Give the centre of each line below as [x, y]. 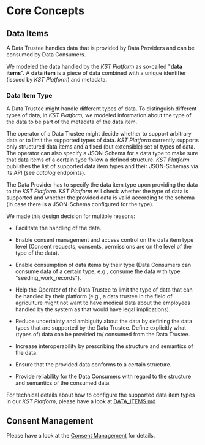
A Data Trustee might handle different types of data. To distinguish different [102, 109]
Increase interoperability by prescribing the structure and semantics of [104, 346]
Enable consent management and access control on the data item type [104, 240]
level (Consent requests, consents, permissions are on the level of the [103, 247]
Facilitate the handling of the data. [58, 228]
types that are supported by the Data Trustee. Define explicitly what [101, 328]
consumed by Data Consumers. [46, 55]
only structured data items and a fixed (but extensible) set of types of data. [101, 147]
